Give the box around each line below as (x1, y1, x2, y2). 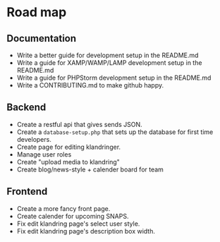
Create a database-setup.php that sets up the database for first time (16, 128, 214, 136)
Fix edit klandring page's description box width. (16, 226, 156, 235)
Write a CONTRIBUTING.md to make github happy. (16, 81, 164, 89)
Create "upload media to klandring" (16, 157, 121, 166)
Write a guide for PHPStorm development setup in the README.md (16, 73, 212, 82)
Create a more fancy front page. (16, 204, 111, 212)
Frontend (6, 186, 48, 198)
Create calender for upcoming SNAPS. (16, 212, 129, 220)
